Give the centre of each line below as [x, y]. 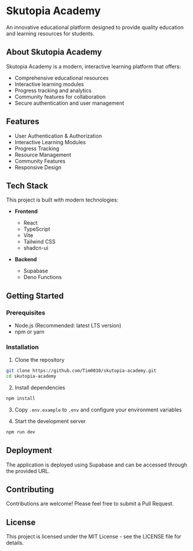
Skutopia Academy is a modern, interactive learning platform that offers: [94, 66]
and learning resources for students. [50, 33]
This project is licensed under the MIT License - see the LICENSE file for [94, 537]
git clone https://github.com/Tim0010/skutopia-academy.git [81, 371]
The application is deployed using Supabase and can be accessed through [96, 465]
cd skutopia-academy [31, 377]
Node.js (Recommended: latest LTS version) [68, 326]
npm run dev [21, 432]
